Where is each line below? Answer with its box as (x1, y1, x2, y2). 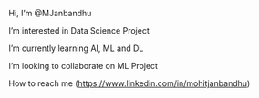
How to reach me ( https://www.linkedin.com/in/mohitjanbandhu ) (8, 78, 251, 89)
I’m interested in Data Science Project (8, 25, 150, 35)
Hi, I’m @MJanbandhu (8, 8, 92, 18)
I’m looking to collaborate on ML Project (8, 61, 159, 71)
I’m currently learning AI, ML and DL (8, 43, 144, 54)
